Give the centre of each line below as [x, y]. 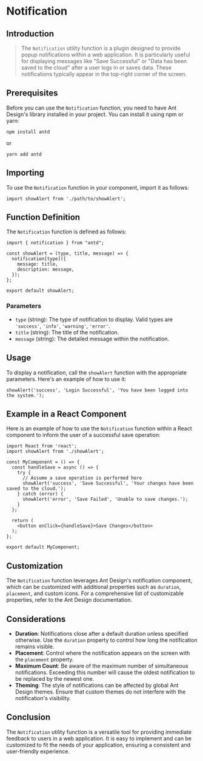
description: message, [46, 270]
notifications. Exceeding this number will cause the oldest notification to [105, 672]
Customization [35, 566]
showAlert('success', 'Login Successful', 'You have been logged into [97, 390]
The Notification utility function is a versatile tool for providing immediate [99, 732]
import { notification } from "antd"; [55, 243]
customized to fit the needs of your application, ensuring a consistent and [98, 745]
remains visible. [35, 646]
